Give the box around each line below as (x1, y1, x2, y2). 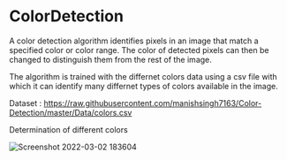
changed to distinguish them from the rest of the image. (9, 54, 212, 65)
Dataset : (9, 97, 42, 108)
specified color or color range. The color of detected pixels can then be (9, 44, 269, 55)
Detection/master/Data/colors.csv (9, 107, 132, 118)
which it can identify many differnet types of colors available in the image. (9, 80, 278, 91)
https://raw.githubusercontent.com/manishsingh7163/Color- (43, 97, 262, 108)
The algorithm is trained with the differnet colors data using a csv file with (9, 71, 278, 81)
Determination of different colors (9, 124, 128, 134)
